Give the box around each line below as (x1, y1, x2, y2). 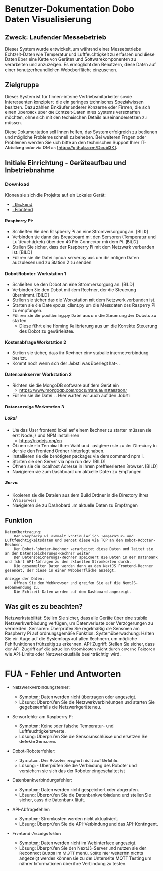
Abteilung (5, 145, 24, 150)
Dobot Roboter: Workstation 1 (5, 271, 66, 277)
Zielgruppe (5, 81, 39, 89)
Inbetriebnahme (5, 167, 55, 175)
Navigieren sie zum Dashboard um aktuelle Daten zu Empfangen (12, 468, 142, 474)
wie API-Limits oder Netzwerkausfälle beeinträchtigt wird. (5, 651, 121, 657)
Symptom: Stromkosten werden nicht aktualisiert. (19, 816, 118, 822)
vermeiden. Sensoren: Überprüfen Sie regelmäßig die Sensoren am (5, 626, 140, 631)
